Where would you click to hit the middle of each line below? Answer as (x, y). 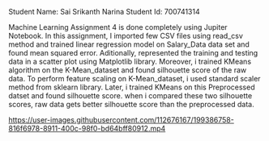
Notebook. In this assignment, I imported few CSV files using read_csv (126, 36)
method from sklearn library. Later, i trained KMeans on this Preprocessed (132, 87)
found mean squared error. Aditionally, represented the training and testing (133, 53)
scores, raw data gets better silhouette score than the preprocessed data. (131, 104)
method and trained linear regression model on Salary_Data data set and (129, 44)
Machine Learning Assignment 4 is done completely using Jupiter (118, 27)
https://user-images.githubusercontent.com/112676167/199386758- (122, 120)
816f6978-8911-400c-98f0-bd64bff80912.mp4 (87, 129)
